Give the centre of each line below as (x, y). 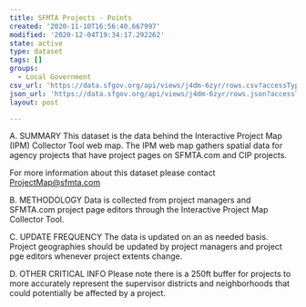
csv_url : (26, 85)
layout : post (34, 102)
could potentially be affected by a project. (88, 293)
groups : (24, 69)
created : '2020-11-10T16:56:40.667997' (85, 26)
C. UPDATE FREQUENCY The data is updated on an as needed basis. (139, 237)
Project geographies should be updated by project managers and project (146, 247)
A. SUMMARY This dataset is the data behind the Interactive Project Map (146, 136)
